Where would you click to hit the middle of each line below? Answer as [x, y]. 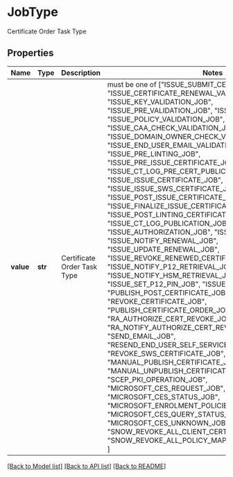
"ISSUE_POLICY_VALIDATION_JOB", [166, 119]
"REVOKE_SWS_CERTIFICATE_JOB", [166, 353]
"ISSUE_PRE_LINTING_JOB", [154, 153]
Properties [31, 53]
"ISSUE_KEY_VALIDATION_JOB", [160, 101]
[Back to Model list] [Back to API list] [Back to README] [87, 466]
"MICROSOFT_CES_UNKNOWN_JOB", [169, 423]
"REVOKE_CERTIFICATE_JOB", [157, 301]
